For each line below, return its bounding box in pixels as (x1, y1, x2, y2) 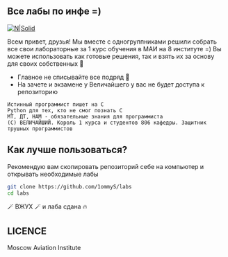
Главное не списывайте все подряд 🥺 (17, 73, 130, 81)
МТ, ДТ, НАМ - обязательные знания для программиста (7, 113, 163, 120)
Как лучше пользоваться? (7, 144, 128, 156)
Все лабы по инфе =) (7, 6, 102, 17)
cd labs (7, 190, 30, 197)
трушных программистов (7, 125, 73, 132)
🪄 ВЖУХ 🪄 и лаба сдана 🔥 (7, 202, 88, 211)
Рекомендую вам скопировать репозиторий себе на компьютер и (7, 162, 204, 170)
